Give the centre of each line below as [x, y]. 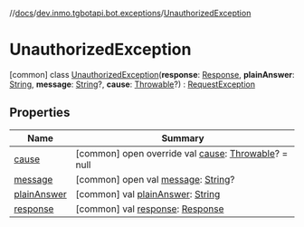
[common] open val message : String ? [155, 179]
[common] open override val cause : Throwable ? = [182, 153]
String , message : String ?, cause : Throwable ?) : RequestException [133, 84]
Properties [40, 113]
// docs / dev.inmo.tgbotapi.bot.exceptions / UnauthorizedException [130, 13]
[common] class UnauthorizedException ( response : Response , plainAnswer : [152, 74]
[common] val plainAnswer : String [148, 194]
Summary [183, 137]
